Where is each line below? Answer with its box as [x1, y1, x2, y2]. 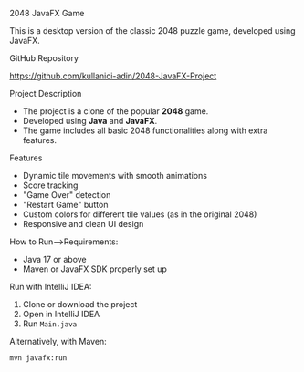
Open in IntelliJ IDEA [22, 309, 100, 319]
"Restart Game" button [22, 200, 109, 210]
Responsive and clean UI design [22, 219, 144, 229]
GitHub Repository [9, 53, 79, 63]
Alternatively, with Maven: [9, 336, 107, 346]
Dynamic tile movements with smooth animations [22, 170, 208, 181]
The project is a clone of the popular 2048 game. [22, 106, 209, 117]
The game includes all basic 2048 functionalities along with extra [22, 125, 268, 136]
